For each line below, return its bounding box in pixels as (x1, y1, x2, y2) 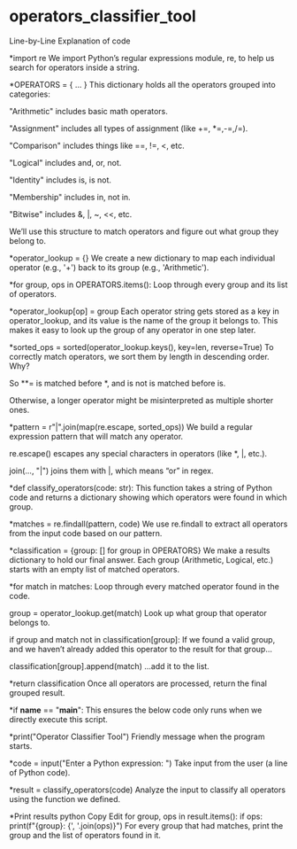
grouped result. (9, 687, 65, 697)
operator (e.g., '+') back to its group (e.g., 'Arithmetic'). (9, 261, 209, 272)
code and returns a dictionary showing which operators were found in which (9, 492, 287, 502)
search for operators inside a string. (9, 62, 140, 73)
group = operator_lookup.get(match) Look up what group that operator (9, 607, 267, 618)
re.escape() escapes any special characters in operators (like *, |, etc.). (9, 448, 268, 458)
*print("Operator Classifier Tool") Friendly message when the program (9, 731, 265, 742)
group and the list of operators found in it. (9, 830, 162, 840)
